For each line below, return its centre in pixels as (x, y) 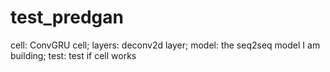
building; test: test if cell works (73, 55)
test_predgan (67, 17)
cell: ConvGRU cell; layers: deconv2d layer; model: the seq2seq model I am (165, 45)
